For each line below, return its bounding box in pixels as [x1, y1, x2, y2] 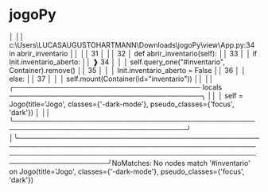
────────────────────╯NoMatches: [9, 158, 152, 167]
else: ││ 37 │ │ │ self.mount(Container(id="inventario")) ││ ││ [9, 74, 214, 83]
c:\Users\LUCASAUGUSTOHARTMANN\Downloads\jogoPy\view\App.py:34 [9, 40, 255, 49]
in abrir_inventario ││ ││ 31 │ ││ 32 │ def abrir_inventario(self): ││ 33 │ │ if [9, 48, 258, 58]
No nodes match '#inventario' [153, 158, 251, 167]
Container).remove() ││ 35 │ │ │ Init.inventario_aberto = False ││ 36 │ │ [9, 65, 246, 75]
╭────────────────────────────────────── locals [9, 82, 222, 92]
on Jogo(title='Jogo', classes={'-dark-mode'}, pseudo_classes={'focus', [9, 167, 245, 176]
